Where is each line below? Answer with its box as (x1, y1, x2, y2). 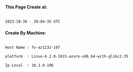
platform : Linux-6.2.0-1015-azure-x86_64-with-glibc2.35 (5, 54, 129, 59)
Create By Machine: (5, 30, 47, 36)
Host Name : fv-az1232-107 (5, 45, 60, 50)
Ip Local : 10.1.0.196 (5, 63, 54, 68)
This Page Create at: (5, 4, 48, 10)
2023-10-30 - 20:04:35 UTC (5, 19, 60, 24)
